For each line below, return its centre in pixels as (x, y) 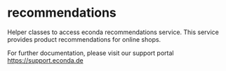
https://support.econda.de (45, 60)
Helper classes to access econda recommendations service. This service (113, 32)
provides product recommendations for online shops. (84, 39)
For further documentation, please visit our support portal (91, 53)
